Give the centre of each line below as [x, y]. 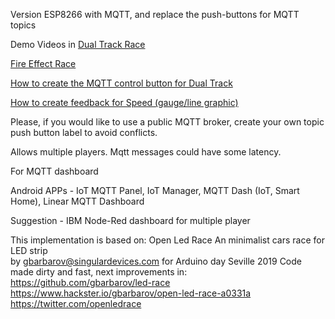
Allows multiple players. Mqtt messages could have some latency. [146, 152]
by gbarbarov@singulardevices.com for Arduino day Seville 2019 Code [156, 261]
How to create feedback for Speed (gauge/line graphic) [124, 102]
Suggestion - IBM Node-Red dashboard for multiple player [130, 220]
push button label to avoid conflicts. [84, 132]
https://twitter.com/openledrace [76, 303]
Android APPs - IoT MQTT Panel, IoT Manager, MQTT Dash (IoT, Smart [155, 190]
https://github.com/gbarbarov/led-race [90, 282]
